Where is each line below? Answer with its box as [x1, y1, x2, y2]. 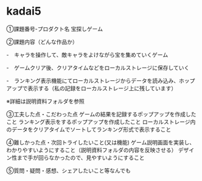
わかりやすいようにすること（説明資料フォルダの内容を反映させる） [6, 146, 177, 154]
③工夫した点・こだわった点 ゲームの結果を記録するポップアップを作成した [6, 110, 197, 118]
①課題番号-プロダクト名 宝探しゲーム [6, 25, 103, 32]
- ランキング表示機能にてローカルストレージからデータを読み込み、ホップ [6, 77, 195, 84]
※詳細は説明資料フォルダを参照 [6, 98, 85, 105]
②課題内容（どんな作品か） [6, 38, 78, 45]
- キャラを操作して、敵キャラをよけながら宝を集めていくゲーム [6, 51, 169, 59]
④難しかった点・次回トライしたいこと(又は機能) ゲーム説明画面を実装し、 [6, 138, 195, 146]
